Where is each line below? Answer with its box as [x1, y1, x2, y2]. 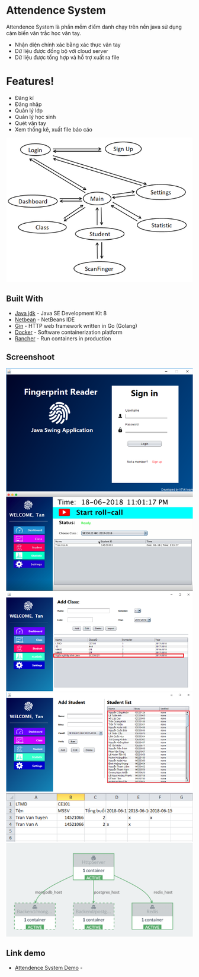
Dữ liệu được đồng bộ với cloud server [14, 47, 108, 54]
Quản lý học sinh [14, 113, 56, 120]
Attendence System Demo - [14, 964, 83, 971]
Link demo [6, 948, 46, 959]
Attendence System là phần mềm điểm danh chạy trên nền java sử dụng [6, 23, 182, 30]
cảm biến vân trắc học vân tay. [6, 29, 82, 36]
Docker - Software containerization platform [14, 328, 123, 336]
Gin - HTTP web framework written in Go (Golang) [14, 322, 137, 329]
